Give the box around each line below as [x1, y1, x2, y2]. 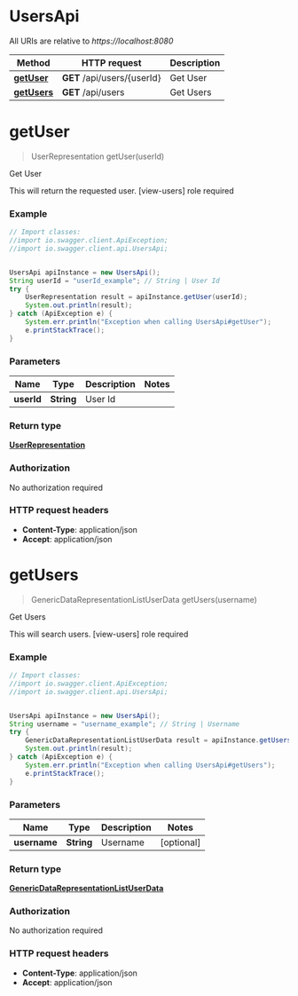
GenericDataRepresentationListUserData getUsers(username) [30, 594, 257, 605]
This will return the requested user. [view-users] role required [9, 185, 235, 196]
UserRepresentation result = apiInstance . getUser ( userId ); [25, 293, 248, 302]
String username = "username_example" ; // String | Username [9, 719, 240, 729]
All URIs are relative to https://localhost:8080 [9, 36, 174, 46]
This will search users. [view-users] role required [9, 628, 189, 639]
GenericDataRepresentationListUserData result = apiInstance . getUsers [25, 736, 292, 745]
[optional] [160, 836, 201, 849]
